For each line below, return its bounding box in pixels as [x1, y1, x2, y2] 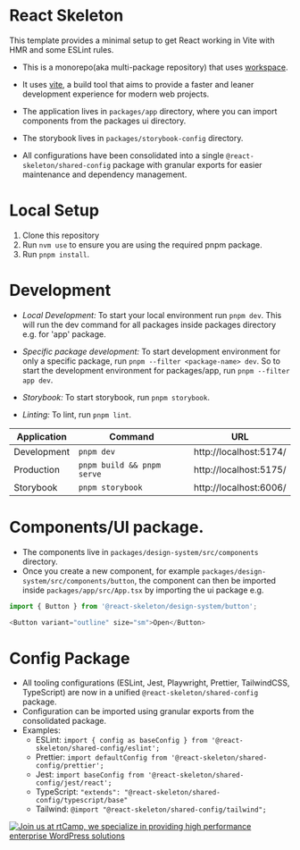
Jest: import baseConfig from [35, 770, 145, 780]
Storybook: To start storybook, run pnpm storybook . [21, 391, 210, 402]
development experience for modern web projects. [21, 88, 210, 99]
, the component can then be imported [134, 575, 277, 585]
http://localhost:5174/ [193, 445, 287, 458]
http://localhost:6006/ [193, 481, 287, 493]
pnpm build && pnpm [78, 459, 162, 470]
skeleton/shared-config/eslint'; [35, 744, 161, 753]
